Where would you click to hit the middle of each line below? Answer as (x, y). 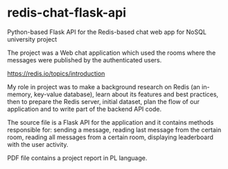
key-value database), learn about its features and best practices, (126, 94)
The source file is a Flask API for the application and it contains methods (111, 122)
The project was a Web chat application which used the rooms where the (112, 53)
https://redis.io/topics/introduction (56, 73)
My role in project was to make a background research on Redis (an (104, 87)
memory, (20, 94)
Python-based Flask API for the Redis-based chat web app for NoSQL (107, 32)
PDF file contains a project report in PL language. (77, 158)
